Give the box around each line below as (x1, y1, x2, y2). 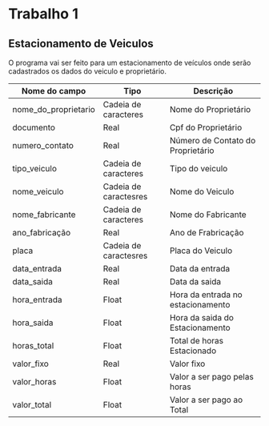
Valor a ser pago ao (169, 394, 243, 405)
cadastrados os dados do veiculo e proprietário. (8, 66, 167, 76)
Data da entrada (169, 263, 231, 274)
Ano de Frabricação (169, 227, 244, 238)
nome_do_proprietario (12, 104, 96, 115)
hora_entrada (12, 294, 62, 305)
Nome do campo (21, 86, 86, 96)
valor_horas (12, 376, 57, 387)
